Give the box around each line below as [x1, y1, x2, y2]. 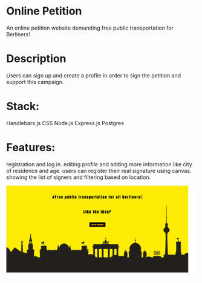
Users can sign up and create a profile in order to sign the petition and [6, 71, 181, 79]
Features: [6, 141, 56, 154]
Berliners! [6, 30, 30, 37]
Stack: [6, 100, 40, 113]
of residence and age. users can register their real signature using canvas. [6, 167, 192, 174]
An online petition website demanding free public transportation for [6, 24, 174, 31]
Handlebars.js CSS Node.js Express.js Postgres [6, 119, 124, 126]
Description [6, 52, 67, 66]
